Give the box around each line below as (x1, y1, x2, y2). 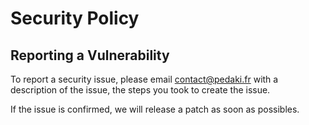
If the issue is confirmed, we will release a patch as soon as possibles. (10, 103, 300, 115)
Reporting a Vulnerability (10, 47, 170, 64)
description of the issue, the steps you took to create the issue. (10, 84, 271, 96)
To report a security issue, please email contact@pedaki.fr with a (10, 73, 279, 85)
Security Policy (10, 7, 140, 30)
